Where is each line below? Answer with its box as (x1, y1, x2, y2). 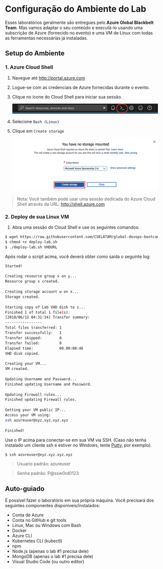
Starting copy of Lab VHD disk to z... (5, 305, 86, 310)
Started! (5, 263, 23, 269)
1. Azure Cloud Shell (5, 64, 53, 71)
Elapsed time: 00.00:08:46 (5, 346, 83, 351)
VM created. (5, 367, 29, 372)
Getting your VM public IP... (5, 408, 66, 412)
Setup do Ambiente (5, 49, 65, 58)
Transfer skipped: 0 (5, 335, 62, 340)
